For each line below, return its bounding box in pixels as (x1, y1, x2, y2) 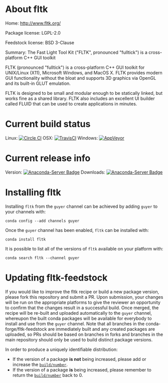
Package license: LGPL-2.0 (5, 30, 61, 36)
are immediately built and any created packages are (48, 326, 155, 332)
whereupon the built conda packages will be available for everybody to (5, 315, 152, 321)
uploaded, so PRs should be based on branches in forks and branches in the (5, 331, 163, 337)
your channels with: (5, 208, 46, 214)
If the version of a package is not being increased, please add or (12, 356, 146, 362)
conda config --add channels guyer (5, 218, 80, 223)
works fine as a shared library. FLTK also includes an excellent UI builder (5, 95, 155, 101)
